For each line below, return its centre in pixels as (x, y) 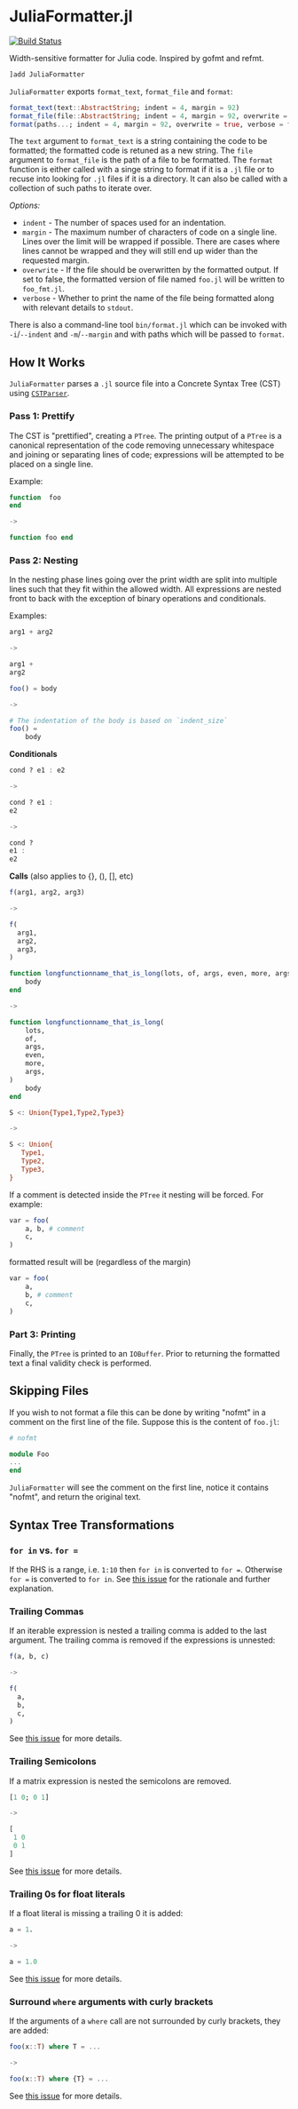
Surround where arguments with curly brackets (111, 2002)
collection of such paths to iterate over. (81, 188)
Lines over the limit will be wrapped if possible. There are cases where (151, 242)
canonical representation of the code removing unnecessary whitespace (142, 445)
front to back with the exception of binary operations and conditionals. (138, 599)
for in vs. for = (43, 1550)
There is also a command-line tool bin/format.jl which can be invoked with (148, 325)
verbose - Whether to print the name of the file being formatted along (148, 298)
